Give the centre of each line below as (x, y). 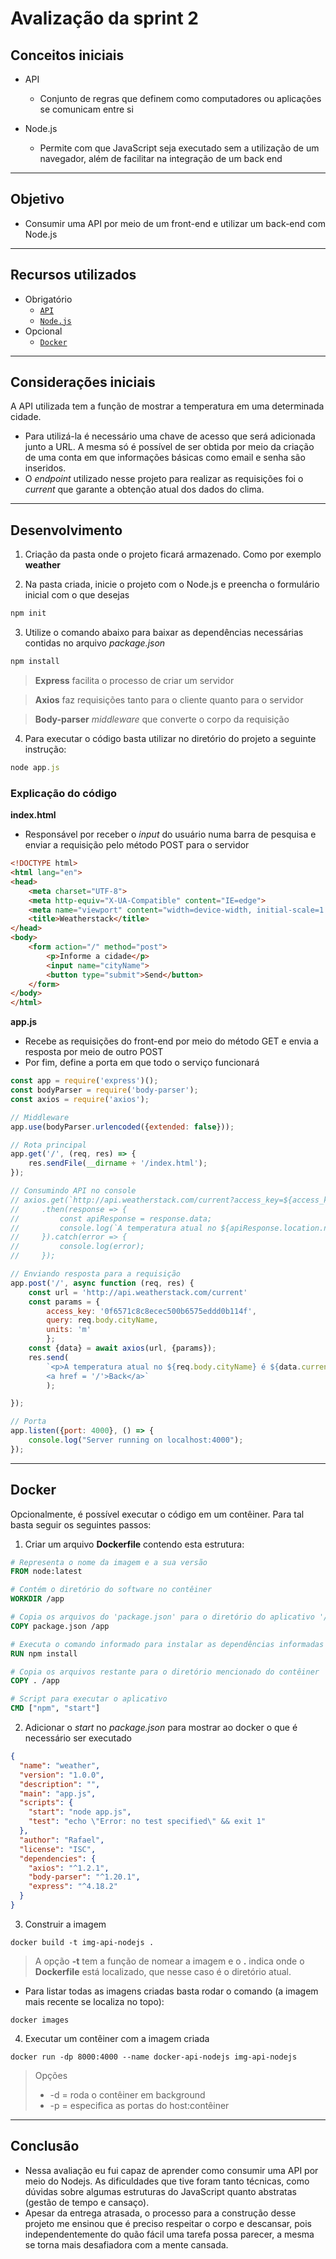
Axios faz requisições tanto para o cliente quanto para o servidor (169, 700)
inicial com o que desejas (77, 595)
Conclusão (45, 2146)
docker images (40, 2020)
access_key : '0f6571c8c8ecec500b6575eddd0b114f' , (151, 1311)
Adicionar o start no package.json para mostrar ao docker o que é (161, 1728)
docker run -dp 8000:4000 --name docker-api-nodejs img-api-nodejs (154, 2057)
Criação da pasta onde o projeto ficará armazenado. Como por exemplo (173, 554)
